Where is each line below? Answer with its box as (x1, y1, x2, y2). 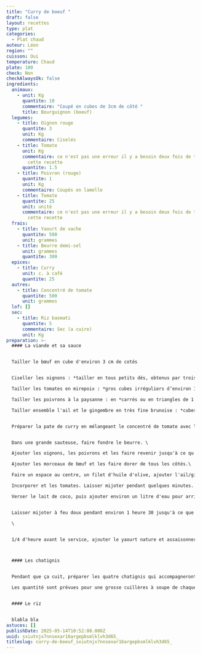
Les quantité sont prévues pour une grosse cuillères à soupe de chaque (11, 585, 197, 591)
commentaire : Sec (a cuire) (22, 326, 93, 332)
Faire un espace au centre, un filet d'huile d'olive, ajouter (11, 472, 172, 478)
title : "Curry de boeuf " (6, 8, 71, 15)
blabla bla (11, 616, 39, 623)
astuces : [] (6, 622, 36, 628)
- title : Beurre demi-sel (17, 243, 82, 249)
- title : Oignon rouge (17, 120, 74, 126)
